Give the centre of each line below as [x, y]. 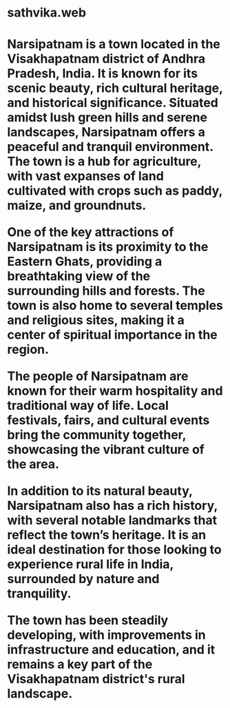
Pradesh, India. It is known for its [103, 73]
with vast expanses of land [85, 176]
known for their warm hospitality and [115, 391]
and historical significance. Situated [113, 103]
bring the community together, [97, 435]
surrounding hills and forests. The [106, 291]
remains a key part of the [80, 665]
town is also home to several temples [115, 306]
